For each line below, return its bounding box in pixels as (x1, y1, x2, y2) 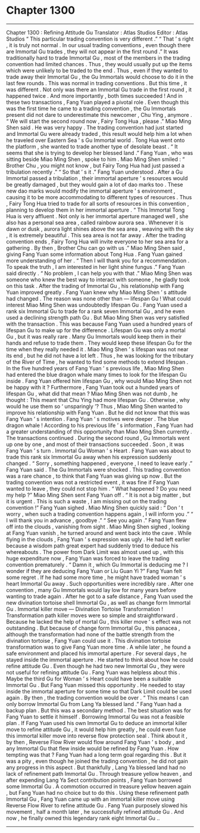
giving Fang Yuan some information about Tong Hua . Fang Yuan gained (6, 250, 183, 258)
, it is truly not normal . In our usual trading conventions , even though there (6, 41, 191, 48)
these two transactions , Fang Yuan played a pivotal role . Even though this (6, 98, 189, 106)
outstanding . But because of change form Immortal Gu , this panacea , (6, 624, 180, 631)
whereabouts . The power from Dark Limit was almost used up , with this (6, 548, 184, 555)
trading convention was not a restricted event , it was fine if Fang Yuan (6, 478, 180, 486)
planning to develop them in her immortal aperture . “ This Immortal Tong (6, 206, 185, 213)
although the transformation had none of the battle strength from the (6, 630, 174, 638)
